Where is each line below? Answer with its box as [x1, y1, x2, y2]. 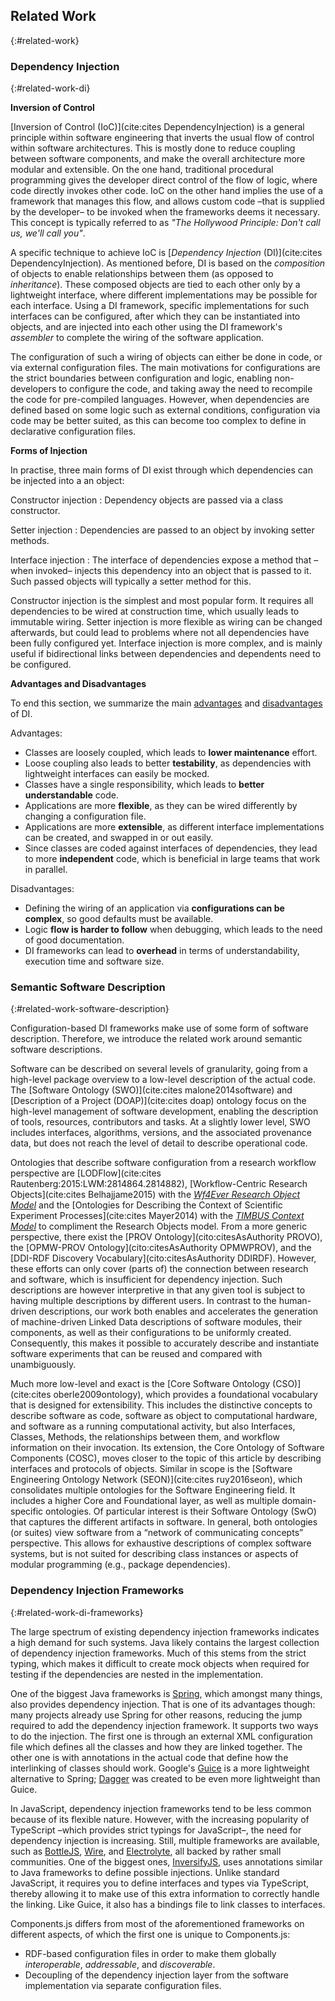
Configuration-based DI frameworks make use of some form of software [10, 1022, 309, 1034]
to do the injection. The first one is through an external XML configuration [10, 1730, 313, 1742]
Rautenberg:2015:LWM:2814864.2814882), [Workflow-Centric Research [10, 1178, 308, 1190]
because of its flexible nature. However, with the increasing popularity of [10, 1813, 310, 1825]
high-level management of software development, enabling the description [10, 1105, 319, 1118]
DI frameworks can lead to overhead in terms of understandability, [24, 945, 300, 957]
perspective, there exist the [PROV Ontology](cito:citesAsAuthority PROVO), [10, 1231, 323, 1243]
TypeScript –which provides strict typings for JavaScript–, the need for [10, 1824, 302, 1836]
